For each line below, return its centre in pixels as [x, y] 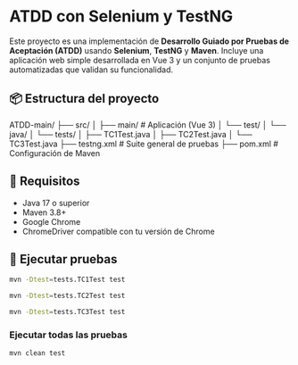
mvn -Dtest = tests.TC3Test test [67, 312]
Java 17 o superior [56, 203]
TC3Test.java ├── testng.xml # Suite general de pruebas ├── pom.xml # [144, 144]
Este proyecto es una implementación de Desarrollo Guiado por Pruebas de [149, 41]
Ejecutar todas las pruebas [68, 335]
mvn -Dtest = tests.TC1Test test [67, 280]
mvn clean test [37, 353]
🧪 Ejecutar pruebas [63, 259]
